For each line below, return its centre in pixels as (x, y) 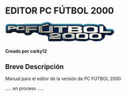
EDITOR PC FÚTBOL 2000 (59, 11)
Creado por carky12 (26, 51)
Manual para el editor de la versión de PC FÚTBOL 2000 (63, 79)
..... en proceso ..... (24, 88)
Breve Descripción (34, 67)
